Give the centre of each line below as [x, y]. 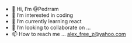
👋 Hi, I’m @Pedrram [35, 9]
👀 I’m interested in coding [42, 15]
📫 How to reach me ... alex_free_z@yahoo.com [69, 34]
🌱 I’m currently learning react [46, 21]
